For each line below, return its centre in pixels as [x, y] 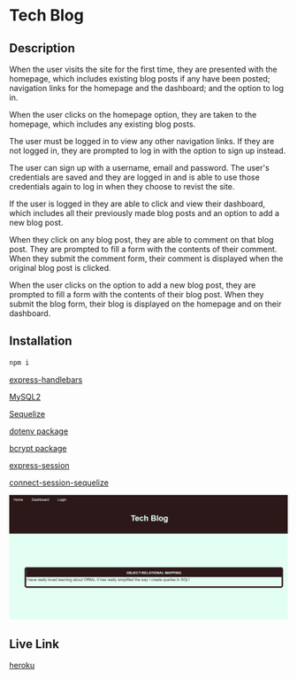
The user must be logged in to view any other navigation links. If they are [142, 141]
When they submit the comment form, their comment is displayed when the [146, 258]
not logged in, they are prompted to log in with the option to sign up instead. [148, 150]
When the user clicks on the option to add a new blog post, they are [133, 285]
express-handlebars [46, 379]
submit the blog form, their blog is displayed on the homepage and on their [145, 304]
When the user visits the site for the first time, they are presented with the [143, 69]
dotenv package [39, 431]
